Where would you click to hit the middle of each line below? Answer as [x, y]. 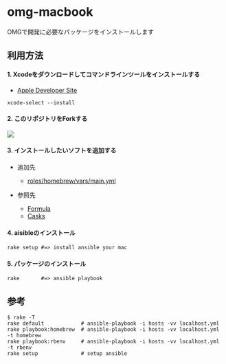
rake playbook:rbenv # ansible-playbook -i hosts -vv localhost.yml [113, 342]
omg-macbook [50, 12]
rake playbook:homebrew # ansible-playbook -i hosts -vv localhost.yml [113, 330]
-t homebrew [24, 336]
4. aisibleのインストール [41, 232]
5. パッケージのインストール [47, 263]
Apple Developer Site [47, 90]
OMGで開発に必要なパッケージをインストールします [81, 32]
